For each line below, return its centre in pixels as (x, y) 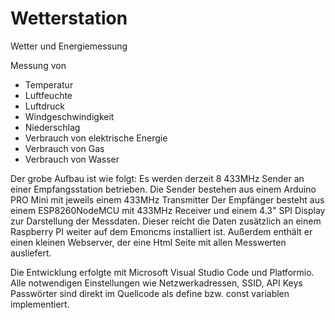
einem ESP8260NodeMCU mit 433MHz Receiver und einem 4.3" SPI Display (168, 210)
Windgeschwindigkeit (69, 116)
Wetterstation (69, 18)
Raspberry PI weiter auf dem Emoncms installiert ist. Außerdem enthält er (161, 231)
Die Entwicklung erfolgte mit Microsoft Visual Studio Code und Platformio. (162, 272)
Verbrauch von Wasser (72, 159)
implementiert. (40, 304)
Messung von (38, 65)
